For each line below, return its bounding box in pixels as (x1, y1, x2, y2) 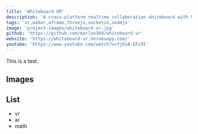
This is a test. (6, 57, 39, 65)
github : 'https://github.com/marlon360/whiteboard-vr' (6, 31, 144, 36)
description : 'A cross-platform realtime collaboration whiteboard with (6, 14, 189, 20)
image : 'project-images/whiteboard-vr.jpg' (6, 25, 115, 31)
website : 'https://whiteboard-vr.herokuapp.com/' (6, 36, 131, 42)
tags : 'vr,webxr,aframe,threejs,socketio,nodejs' (6, 19, 131, 25)
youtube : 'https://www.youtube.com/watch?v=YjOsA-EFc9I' (6, 42, 149, 48)
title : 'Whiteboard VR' (6, 8, 65, 15)
